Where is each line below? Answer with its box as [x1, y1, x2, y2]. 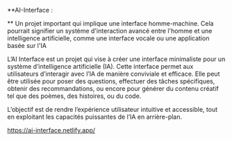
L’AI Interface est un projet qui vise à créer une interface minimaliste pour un [7, 55, 226, 63]
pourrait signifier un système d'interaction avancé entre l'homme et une [7, 27, 213, 35]
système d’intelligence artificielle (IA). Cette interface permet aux [7, 63, 194, 70]
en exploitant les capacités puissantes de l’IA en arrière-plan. [7, 113, 183, 121]
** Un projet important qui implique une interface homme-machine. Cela [7, 19, 214, 27]
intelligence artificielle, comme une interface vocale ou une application [7, 34, 210, 42]
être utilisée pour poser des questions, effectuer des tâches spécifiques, [7, 77, 215, 85]
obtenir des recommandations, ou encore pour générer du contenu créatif [7, 85, 219, 92]
